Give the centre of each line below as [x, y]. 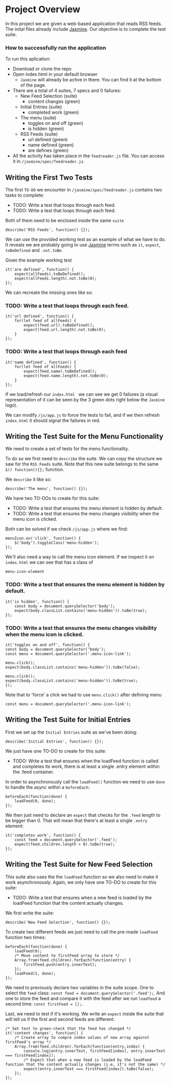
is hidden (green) [46, 129]
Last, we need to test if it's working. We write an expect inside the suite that [85, 1014]
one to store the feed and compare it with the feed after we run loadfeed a [83, 998]
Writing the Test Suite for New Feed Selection [79, 865]
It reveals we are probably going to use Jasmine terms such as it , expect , [83, 245]
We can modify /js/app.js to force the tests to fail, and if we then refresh [82, 415]
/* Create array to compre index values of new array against [82, 1037]
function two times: [26, 937]
